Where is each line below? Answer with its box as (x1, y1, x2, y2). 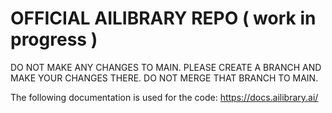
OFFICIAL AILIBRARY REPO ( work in (10, 7, 317, 30)
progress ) (10, 28, 98, 51)
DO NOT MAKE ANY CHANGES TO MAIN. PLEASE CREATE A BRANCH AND (10, 61, 322, 73)
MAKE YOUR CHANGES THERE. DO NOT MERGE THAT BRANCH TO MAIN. (10, 72, 319, 84)
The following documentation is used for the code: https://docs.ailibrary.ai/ (10, 91, 319, 103)
